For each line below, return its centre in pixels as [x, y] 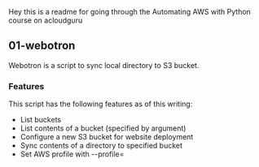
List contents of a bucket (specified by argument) [103, 128]
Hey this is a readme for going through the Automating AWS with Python [129, 12]
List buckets [41, 120]
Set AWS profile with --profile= [72, 154]
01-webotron [42, 46]
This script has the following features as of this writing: [101, 104]
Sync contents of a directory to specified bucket [101, 146]
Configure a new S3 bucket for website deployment [107, 137]
